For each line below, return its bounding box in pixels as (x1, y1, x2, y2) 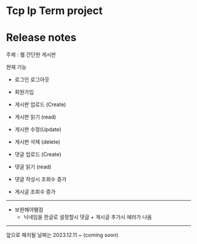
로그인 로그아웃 (14, 76, 50, 83)
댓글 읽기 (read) (14, 163, 52, 171)
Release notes (6, 31, 77, 45)
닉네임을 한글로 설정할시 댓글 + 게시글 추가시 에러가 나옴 (23, 213, 152, 221)
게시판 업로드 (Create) (14, 101, 66, 108)
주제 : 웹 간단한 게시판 (6, 51, 56, 58)
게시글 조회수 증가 (14, 188, 56, 195)
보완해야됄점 (14, 206, 44, 213)
